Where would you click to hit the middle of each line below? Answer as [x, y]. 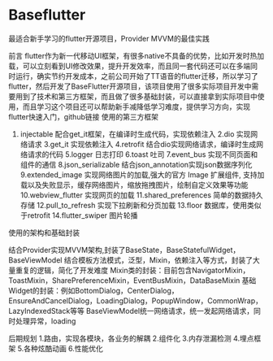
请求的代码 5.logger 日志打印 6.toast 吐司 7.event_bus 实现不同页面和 [143, 154]
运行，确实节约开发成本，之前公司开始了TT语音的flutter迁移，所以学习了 [136, 76]
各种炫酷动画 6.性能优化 [63, 348]
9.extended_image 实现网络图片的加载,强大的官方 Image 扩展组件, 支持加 [142, 174]
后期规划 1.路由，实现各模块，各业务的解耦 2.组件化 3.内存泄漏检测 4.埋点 [131, 338]
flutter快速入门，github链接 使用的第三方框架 [83, 116]
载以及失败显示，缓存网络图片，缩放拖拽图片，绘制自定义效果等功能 [134, 185]
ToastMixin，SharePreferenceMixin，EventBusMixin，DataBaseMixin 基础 [132, 280]
